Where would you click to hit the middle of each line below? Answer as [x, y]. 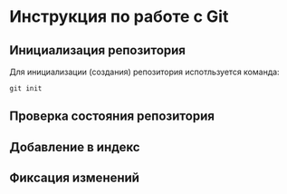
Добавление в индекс [75, 147]
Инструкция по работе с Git [119, 17]
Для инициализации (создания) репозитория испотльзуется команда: [144, 72]
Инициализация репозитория [97, 50]
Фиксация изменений [75, 178]
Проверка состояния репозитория [112, 116]
